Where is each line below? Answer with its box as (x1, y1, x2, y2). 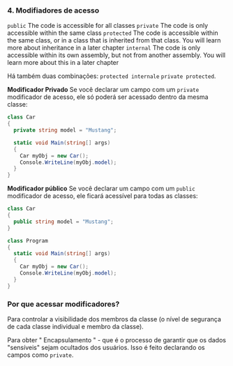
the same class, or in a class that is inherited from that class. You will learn (7, 36, 221, 45)
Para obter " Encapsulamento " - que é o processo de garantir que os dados (7, 335, 227, 344)
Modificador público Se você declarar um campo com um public (7, 184, 195, 193)
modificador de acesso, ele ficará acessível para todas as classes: (7, 192, 198, 200)
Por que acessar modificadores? (7, 299, 120, 309)
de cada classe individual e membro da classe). (7, 322, 144, 330)
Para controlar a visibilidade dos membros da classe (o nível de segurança (7, 314, 222, 323)
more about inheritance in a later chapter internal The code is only (7, 44, 201, 52)
